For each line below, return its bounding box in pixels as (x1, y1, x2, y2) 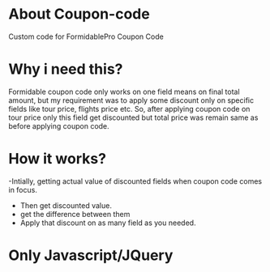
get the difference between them (19, 209, 131, 219)
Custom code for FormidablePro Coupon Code (8, 32, 164, 41)
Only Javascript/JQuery (8, 246, 174, 264)
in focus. (8, 185, 38, 194)
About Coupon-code (8, 5, 150, 23)
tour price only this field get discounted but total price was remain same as (8, 113, 259, 122)
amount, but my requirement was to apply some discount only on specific (8, 95, 254, 105)
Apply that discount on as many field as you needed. (19, 218, 196, 227)
